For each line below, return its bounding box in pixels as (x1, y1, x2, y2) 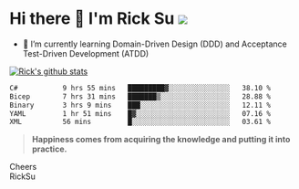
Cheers (9, 162, 37, 173)
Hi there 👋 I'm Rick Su (9, 8, 175, 29)
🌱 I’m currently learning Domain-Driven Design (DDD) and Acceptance (22, 38, 287, 49)
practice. (31, 143, 67, 154)
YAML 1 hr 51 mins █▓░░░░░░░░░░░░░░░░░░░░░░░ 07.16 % (9, 109, 272, 118)
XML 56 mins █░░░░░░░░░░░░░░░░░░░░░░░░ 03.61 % (9, 118, 272, 127)
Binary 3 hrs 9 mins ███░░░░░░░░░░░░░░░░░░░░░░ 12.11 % (9, 100, 272, 110)
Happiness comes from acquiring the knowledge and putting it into (31, 134, 291, 145)
